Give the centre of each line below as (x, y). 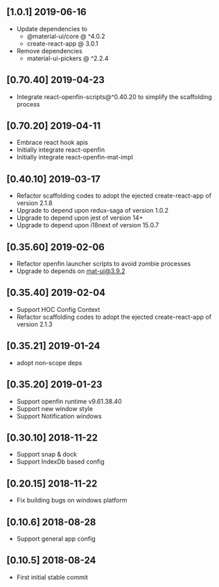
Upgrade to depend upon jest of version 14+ (80, 218)
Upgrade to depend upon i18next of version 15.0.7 (88, 225)
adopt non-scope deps (49, 362)
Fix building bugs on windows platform (72, 500)
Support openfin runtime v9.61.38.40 (69, 401)
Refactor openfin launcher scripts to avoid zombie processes (104, 264)
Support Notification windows (59, 416)
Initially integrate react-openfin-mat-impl (75, 157)
